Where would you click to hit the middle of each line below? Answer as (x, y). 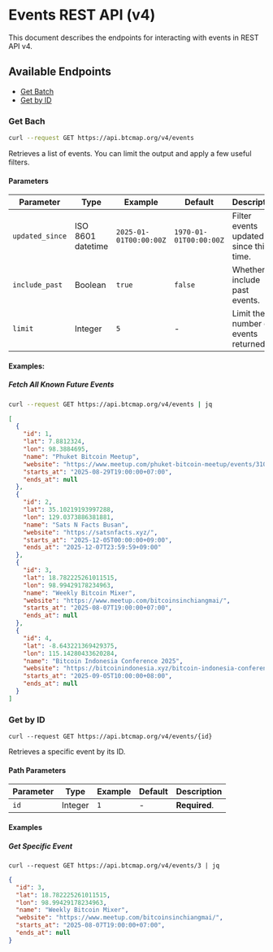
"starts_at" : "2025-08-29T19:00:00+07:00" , (98, 472)
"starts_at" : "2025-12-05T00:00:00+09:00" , (98, 540)
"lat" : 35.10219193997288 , (69, 510)
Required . (195, 806)
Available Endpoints (60, 72)
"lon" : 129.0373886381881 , (69, 517)
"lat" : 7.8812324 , (54, 442)
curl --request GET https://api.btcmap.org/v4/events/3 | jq (114, 865)
